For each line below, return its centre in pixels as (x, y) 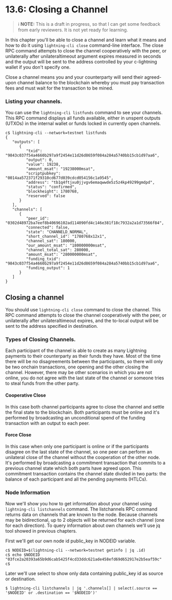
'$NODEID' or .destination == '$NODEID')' (51, 593)
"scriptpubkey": (43, 173)
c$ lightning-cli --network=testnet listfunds (56, 133)
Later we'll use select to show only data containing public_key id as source (84, 573)
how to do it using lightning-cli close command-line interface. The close (84, 45)
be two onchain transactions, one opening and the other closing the (77, 367)
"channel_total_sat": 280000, (58, 250)
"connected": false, (48, 227)
